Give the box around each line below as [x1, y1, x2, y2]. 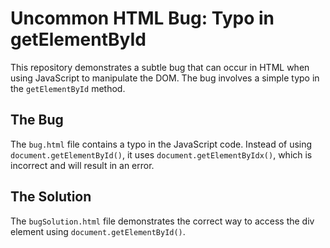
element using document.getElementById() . [10, 225, 186, 237]
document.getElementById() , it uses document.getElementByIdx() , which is [10, 148, 313, 161]
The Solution [10, 188, 92, 206]
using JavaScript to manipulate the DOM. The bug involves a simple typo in [10, 72, 320, 84]
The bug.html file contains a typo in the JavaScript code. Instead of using [10, 138, 313, 150]
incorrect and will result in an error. [10, 159, 155, 171]
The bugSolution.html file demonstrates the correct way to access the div [10, 215, 315, 227]
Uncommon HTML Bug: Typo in [10, 7, 275, 30]
